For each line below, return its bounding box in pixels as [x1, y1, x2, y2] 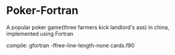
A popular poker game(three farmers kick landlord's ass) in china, [6, 24, 170, 31]
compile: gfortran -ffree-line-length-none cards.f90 [6, 42, 135, 49]
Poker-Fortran [6, 4, 78, 18]
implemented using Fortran [6, 30, 74, 37]
